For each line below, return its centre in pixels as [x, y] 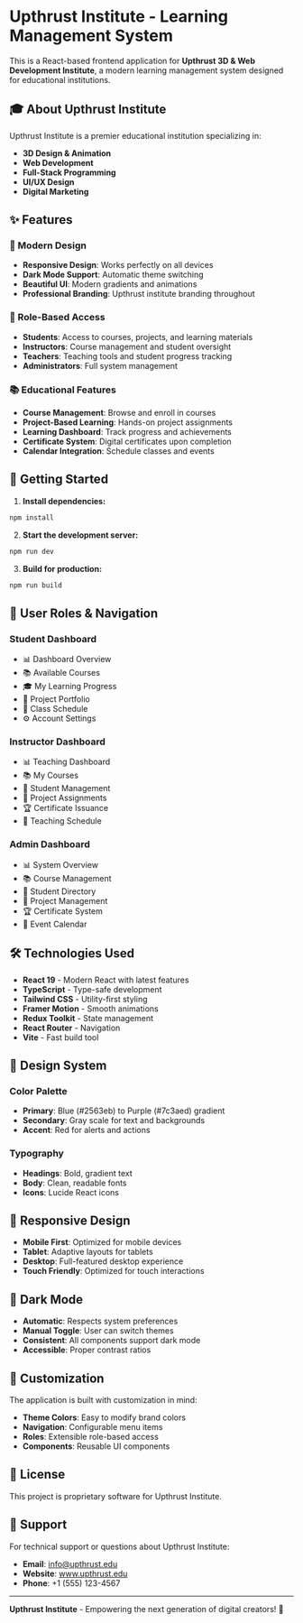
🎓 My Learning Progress [69, 687]
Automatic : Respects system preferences [100, 1321]
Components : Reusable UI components [96, 1446]
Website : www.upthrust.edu [75, 1573]
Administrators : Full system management [100, 365]
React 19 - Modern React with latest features [106, 980]
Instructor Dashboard [58, 742]
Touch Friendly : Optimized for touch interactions [113, 1271]
